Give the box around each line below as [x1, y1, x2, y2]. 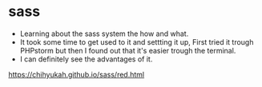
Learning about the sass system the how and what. [19, 29, 189, 38]
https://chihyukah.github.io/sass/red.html [8, 69, 145, 79]
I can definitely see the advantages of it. [19, 54, 153, 64]
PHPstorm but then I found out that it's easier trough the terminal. [19, 45, 236, 55]
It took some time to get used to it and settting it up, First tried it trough [19, 37, 254, 46]
